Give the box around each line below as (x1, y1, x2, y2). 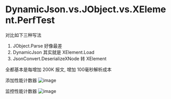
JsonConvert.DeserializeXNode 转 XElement (12, 55, 107, 62)
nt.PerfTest (5, 14, 55, 26)
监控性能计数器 (5, 88, 37, 94)
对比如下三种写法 (5, 32, 42, 38)
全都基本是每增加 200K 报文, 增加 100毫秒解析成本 (5, 66, 112, 72)
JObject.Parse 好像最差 (12, 42, 63, 49)
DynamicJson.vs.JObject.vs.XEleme (5, 4, 166, 15)
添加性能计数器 (5, 77, 37, 83)
